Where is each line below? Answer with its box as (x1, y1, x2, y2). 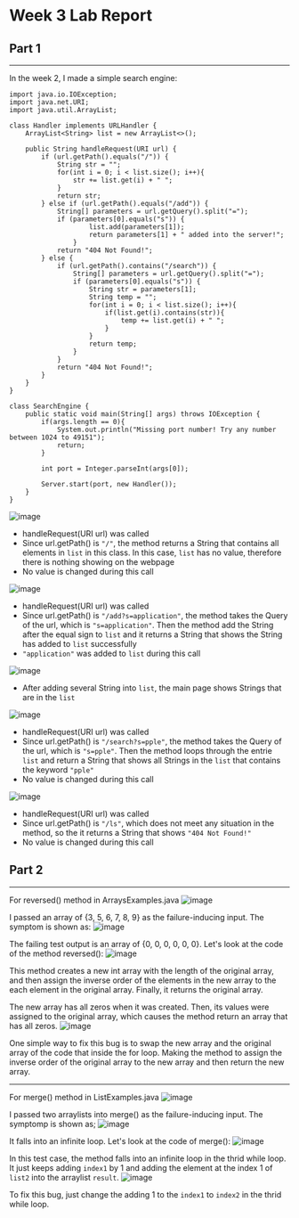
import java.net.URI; (9, 98, 90, 107)
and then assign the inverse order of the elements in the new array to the (9, 975, 277, 985)
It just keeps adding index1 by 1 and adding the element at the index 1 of (9, 1162, 273, 1173)
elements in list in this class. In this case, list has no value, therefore (21, 547, 282, 558)
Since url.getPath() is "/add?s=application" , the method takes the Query (21, 610, 288, 620)
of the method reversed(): (9, 948, 104, 959)
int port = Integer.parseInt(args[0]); (41, 464, 190, 473)
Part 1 (9, 41, 42, 56)
